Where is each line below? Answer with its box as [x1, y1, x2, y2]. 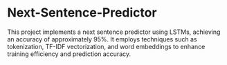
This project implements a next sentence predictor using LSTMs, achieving [7, 28, 221, 36]
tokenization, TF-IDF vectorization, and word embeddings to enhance [7, 42, 206, 50]
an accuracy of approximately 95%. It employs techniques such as [7, 35, 197, 43]
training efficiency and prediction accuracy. [7, 50, 131, 58]
